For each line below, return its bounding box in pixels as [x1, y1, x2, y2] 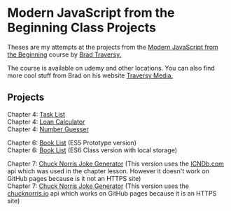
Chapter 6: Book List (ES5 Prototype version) [7, 138, 137, 147]
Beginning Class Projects [7, 20, 156, 36]
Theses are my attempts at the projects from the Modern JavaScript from [7, 43, 218, 51]
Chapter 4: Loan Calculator [7, 117, 85, 126]
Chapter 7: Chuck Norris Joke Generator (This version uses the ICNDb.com [7, 159, 224, 168]
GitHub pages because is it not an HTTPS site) [7, 174, 141, 182]
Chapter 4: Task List [7, 110, 65, 118]
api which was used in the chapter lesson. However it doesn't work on [7, 166, 210, 175]
